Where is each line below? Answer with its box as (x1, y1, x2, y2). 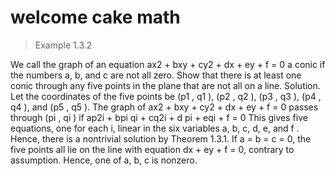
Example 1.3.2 (34, 39, 93, 51)
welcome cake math (10, 6, 181, 29)
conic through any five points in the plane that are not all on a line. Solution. (10, 79, 321, 91)
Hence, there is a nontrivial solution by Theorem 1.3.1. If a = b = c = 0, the (10, 132, 312, 145)
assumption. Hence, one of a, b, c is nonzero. (10, 154, 198, 166)
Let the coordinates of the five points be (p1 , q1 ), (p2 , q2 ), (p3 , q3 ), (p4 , (10, 90, 322, 102)
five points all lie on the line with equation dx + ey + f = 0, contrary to (10, 143, 295, 155)
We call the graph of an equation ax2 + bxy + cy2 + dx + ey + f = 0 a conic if (10, 58, 326, 70)
